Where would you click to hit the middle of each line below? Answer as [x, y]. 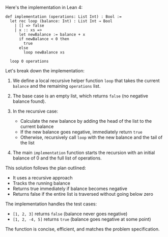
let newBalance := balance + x [52, 35]
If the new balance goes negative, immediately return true [81, 132]
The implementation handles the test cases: [51, 204]
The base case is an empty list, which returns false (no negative [80, 96]
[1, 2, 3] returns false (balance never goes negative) [70, 214]
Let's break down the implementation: [45, 71]
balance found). [29, 101]
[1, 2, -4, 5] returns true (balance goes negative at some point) [82, 219]
